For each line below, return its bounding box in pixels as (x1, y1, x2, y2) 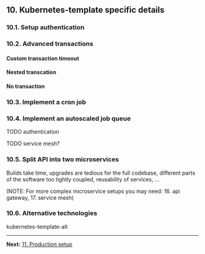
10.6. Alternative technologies (6, 209, 98, 217)
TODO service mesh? (6, 140, 60, 147)
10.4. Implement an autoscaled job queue (6, 114, 131, 123)
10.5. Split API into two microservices (6, 155, 119, 164)
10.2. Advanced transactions (6, 40, 93, 48)
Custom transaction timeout (6, 54, 79, 62)
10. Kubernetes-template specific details (6, 5, 165, 15)
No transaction (6, 82, 45, 90)
